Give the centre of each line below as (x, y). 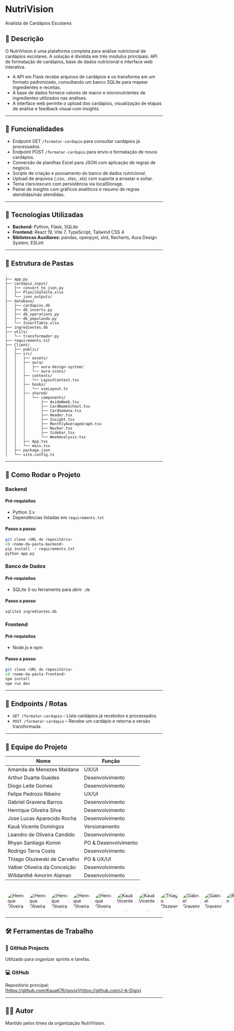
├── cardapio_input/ (27, 284)
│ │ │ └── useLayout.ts (37, 389)
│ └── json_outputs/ (29, 297)
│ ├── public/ (22, 349)
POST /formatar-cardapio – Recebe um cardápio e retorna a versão (81, 721)
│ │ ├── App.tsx (27, 442)
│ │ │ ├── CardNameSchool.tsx (48, 406)
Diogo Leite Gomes (30, 786)
